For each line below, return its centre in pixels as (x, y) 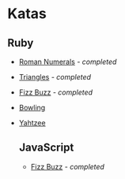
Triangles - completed (55, 77)
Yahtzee (32, 123)
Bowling (32, 108)
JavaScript (46, 148)
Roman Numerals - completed (68, 62)
